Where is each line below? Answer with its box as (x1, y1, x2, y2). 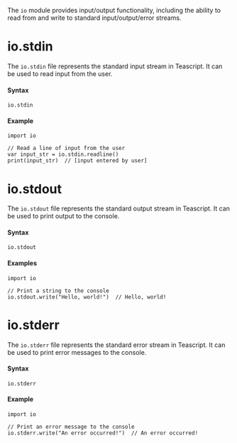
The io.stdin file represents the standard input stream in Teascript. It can (7, 62, 223, 70)
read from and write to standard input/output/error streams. (7, 14, 182, 22)
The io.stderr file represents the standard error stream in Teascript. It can (7, 341, 226, 349)
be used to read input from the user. (7, 69, 113, 78)
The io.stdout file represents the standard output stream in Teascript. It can (7, 204, 231, 213)
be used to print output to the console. (7, 212, 120, 220)
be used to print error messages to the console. (7, 348, 147, 356)
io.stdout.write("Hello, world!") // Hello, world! (7, 293, 167, 301)
